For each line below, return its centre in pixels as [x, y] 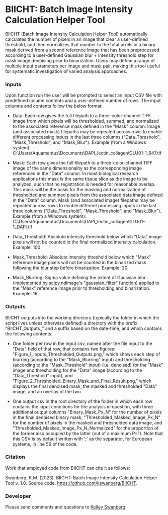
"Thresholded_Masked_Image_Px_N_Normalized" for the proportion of [86, 428]
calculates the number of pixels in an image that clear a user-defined [77, 39]
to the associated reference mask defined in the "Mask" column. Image [86, 126]
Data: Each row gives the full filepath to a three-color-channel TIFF [82, 116]
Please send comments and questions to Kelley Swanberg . [66, 507]
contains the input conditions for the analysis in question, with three [83, 406]
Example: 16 [25, 294]
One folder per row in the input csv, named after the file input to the [82, 344]
